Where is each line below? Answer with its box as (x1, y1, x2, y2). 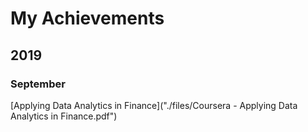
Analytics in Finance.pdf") (10, 110, 118, 122)
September (10, 77, 66, 91)
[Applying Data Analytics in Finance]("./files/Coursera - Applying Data (10, 99, 298, 111)
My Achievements (10, 7, 165, 30)
